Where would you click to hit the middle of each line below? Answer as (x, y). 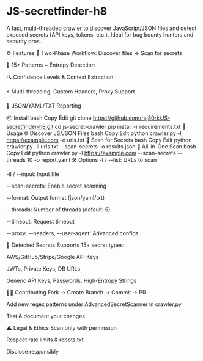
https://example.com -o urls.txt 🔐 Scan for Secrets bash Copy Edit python (99, 140)
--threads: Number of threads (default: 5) (58, 210)
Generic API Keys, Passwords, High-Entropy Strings (72, 280)
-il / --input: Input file (33, 174)
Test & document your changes (46, 316)
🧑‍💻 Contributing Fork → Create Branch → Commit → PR (76, 292)
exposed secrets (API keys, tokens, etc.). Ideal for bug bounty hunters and (100, 34)
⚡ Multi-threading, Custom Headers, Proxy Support (71, 91)
